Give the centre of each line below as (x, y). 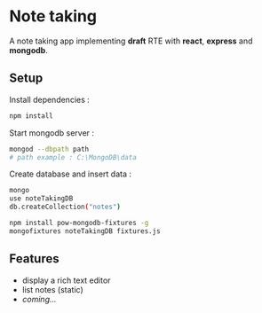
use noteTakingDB (41, 199)
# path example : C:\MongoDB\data (73, 157)
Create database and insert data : (70, 174)
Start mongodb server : (52, 133)
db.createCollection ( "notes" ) (65, 207)
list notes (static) (53, 289)
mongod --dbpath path (49, 149)
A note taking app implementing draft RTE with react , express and (131, 41)
